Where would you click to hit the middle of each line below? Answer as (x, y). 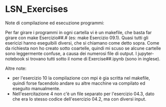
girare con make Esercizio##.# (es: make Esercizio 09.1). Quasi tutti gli (77, 38)
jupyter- (146, 53)
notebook (15, 58)
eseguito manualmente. (36, 88)
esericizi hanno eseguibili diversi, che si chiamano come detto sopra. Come (82, 43)
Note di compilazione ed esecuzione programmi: (55, 23)
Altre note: (16, 68)
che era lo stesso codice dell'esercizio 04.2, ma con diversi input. (79, 99)
